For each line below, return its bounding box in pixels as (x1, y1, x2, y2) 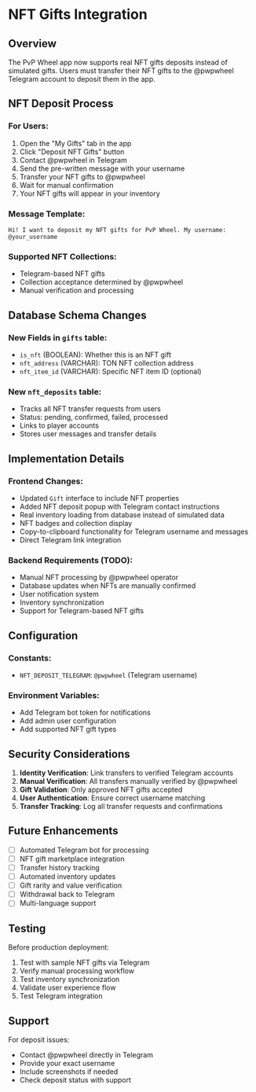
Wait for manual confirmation (19, 180, 114, 189)
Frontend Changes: (8, 476, 84, 487)
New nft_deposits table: (8, 386, 102, 397)
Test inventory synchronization (19, 975, 120, 984)
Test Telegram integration (19, 991, 104, 1001)
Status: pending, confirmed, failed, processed (19, 413, 168, 422)
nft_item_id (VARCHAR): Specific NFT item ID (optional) (19, 366, 202, 376)
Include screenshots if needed (19, 1067, 119, 1076)
